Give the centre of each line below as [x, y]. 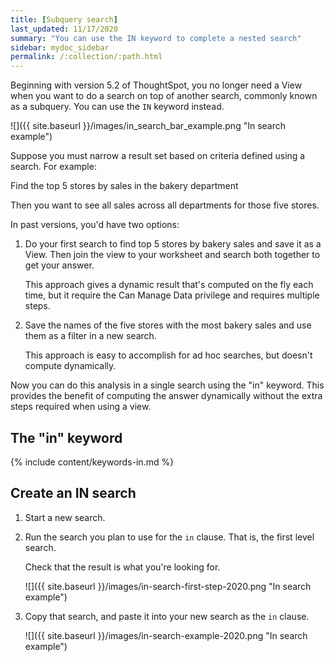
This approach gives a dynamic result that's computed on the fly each [169, 285]
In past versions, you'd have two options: [95, 225]
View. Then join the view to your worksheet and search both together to [172, 255]
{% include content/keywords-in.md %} [92, 462]
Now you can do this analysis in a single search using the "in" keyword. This [167, 385]
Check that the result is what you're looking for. [122, 567]
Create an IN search [73, 493]
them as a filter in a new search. [90, 336]
